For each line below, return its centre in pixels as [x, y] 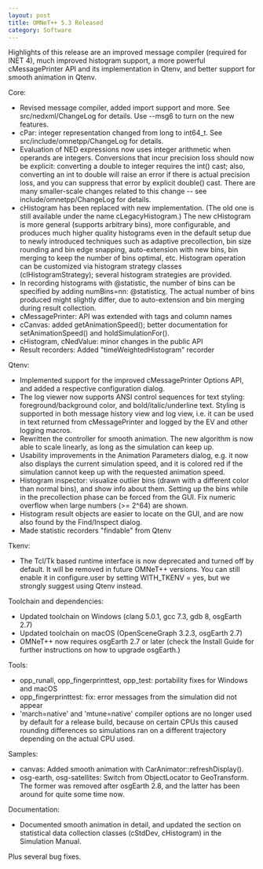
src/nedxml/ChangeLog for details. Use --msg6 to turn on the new [127, 116]
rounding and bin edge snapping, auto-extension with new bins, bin [129, 250]
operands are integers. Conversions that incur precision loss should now [137, 158]
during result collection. [58, 308]
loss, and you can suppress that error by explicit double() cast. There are [137, 183]
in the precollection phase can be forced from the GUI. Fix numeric [128, 497]
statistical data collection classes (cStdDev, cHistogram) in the [121, 833]
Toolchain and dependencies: [56, 601]
